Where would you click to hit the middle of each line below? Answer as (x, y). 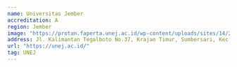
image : (17, 33)
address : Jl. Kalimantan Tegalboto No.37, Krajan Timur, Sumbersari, (112, 40)
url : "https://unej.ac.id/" (49, 46)
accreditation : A (33, 20)
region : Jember (30, 27)
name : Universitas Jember (45, 14)
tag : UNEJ (22, 53)
